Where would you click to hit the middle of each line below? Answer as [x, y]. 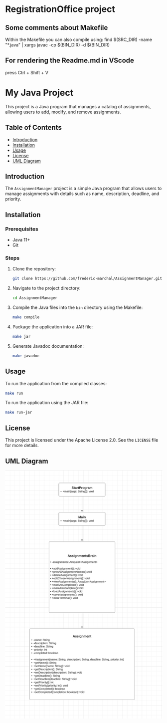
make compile [26, 317]
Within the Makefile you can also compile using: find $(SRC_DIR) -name [79, 39]
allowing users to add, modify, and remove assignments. [63, 112]
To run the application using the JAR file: [47, 403]
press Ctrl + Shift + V [27, 72]
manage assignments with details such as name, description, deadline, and [82, 194]
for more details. [22, 446]
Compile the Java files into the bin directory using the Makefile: [78, 307]
